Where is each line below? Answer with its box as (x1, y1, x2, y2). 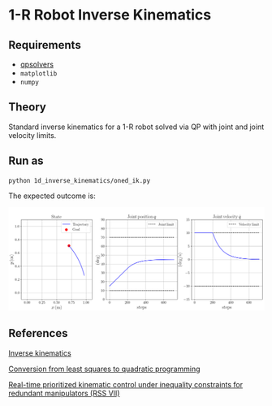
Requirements (8, 38, 81, 52)
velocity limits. (8, 130, 57, 140)
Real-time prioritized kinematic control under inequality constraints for (8, 379, 244, 389)
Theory (8, 100, 47, 114)
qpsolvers (19, 59, 54, 69)
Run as (8, 154, 44, 168)
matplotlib (19, 70, 58, 78)
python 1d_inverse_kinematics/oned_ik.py (8, 176, 151, 184)
